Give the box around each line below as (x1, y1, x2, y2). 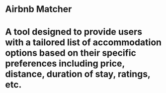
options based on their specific (5, 47, 137, 59)
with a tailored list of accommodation (5, 37, 162, 48)
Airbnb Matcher (5, 3, 72, 15)
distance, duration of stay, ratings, (5, 69, 151, 80)
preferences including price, (5, 58, 125, 69)
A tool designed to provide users (5, 26, 143, 38)
